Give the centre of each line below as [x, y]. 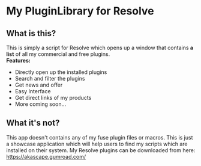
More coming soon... [40, 104]
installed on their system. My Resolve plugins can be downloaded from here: [101, 150]
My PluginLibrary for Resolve [80, 11]
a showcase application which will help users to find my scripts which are [97, 144]
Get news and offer [39, 85]
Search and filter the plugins [50, 78]
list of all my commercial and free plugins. [58, 54]
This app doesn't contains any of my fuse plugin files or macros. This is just [100, 137]
